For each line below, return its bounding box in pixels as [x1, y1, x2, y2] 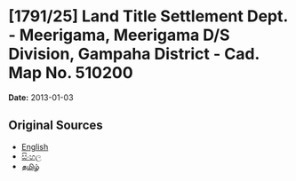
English [20, 141, 49, 152]
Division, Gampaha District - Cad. [8, 44, 260, 64]
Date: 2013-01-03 [8, 91, 74, 103]
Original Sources [8, 118, 103, 133]
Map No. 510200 [8, 63, 134, 83]
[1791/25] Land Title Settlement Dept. [8, 6, 288, 27]
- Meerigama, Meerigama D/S [8, 25, 230, 45]
